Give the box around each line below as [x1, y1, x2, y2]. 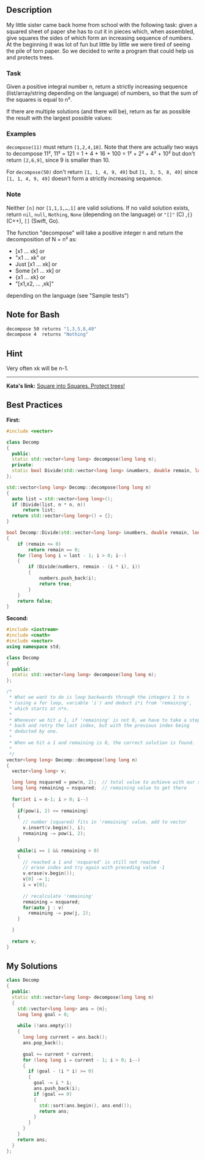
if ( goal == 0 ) [33, 1091, 72, 1097]
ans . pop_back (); [22, 1040, 64, 1046]
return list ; [22, 507, 56, 513]
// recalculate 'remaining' [22, 893, 95, 899]
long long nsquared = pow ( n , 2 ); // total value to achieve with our [12, 779, 195, 786]
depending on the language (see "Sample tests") [6, 292, 129, 299]
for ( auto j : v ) [22, 905, 64, 911]
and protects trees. [6, 53, 54, 61]
